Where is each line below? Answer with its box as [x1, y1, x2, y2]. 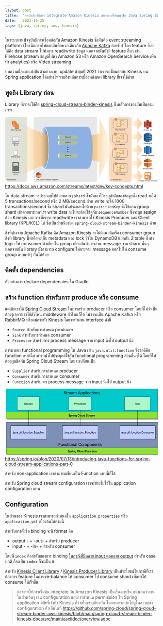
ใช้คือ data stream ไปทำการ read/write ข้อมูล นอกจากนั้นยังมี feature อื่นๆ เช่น [5, 48, 141, 54]
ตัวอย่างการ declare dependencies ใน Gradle [5, 279, 89, 285]
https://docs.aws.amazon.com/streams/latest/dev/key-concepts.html [5, 183, 143, 189]
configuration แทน [5, 486, 40, 491]
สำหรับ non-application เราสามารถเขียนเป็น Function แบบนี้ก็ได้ [5, 471, 115, 476]
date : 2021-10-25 [5, 18, 45, 23]
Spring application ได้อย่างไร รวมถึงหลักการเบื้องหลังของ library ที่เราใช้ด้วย [5, 74, 134, 80]
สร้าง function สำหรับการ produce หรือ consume [5, 293, 139, 301]
